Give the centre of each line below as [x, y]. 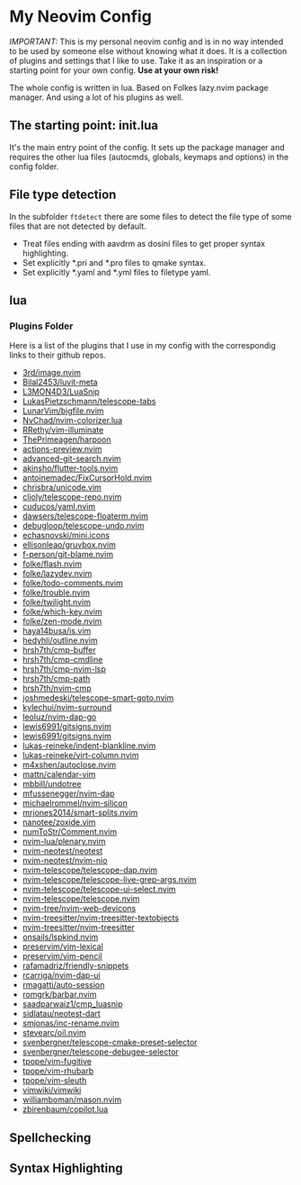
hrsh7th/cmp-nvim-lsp [64, 669]
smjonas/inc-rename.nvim [71, 1023]
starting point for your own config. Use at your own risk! [114, 70]
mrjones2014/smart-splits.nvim [80, 813]
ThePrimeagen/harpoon [66, 439]
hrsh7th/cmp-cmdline [62, 660]
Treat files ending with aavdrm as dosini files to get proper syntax [144, 243]
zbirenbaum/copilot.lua [65, 1109]
